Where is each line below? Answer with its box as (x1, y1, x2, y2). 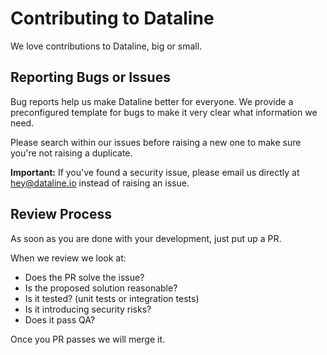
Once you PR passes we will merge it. (10, 333, 166, 345)
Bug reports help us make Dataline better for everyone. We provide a (10, 95, 294, 107)
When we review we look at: (10, 252, 127, 264)
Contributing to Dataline (10, 7, 215, 30)
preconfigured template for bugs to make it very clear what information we (10, 106, 318, 118)
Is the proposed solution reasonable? (24, 282, 178, 294)
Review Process (10, 206, 112, 223)
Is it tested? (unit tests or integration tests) (24, 292, 200, 304)
